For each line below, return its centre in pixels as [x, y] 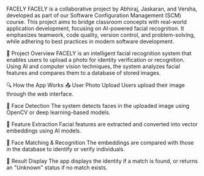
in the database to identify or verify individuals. [66, 149]
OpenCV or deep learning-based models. [59, 112]
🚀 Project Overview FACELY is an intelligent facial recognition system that [99, 53]
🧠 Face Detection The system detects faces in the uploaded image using [98, 106]
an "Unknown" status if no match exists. [57, 167]
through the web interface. [40, 94]
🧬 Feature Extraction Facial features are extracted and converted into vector [102, 124]
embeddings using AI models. [44, 131]
